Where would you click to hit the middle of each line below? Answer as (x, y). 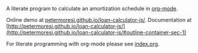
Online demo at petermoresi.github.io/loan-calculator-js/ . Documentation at (99, 20)
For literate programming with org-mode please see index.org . (83, 44)
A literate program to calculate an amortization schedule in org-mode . (92, 9)
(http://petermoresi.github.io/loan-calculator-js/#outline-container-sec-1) (96, 32)
